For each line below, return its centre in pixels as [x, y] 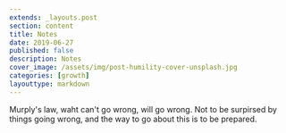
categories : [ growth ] [50, 76]
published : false [42, 51]
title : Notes [34, 34]
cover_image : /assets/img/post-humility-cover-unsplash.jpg [124, 68]
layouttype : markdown [50, 84]
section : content [42, 26]
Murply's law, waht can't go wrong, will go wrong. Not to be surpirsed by [143, 109]
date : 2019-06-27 [42, 42]
